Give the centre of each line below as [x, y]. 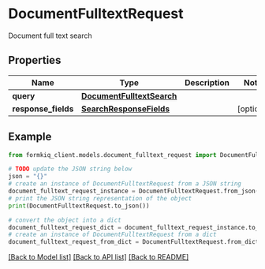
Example [30, 137]
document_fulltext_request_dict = [65, 227]
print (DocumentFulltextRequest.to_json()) [79, 206]
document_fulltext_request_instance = [72, 191]
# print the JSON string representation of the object [100, 198]
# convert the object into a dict [65, 220]
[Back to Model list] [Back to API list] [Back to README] [99, 257]
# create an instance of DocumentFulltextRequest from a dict [112, 235]
